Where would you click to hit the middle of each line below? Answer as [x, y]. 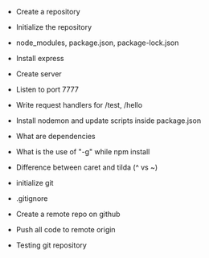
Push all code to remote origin [66, 229]
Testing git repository [51, 245]
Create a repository [48, 12]
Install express [40, 58]
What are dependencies [55, 136]
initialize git [35, 183]
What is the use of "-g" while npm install [83, 152]
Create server [39, 74]
